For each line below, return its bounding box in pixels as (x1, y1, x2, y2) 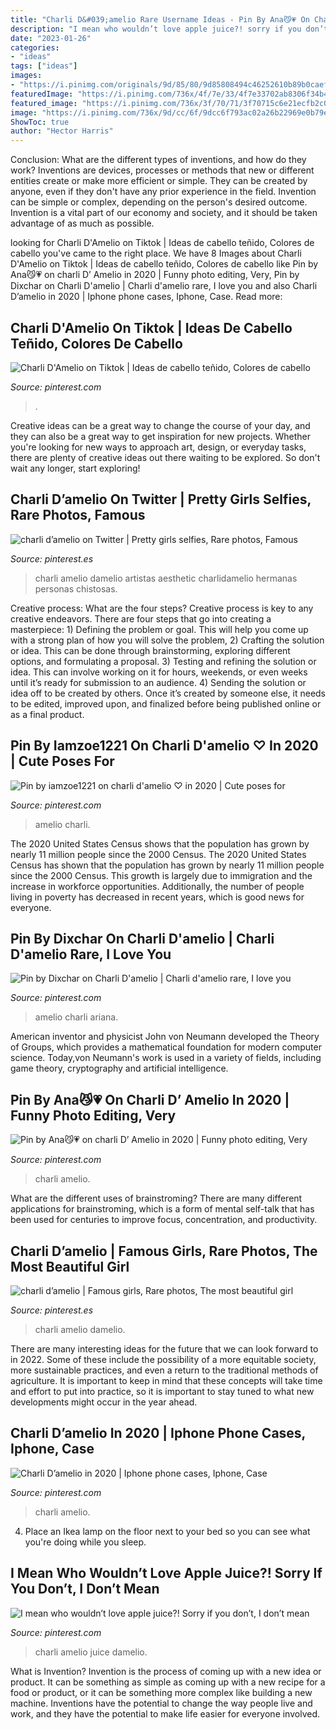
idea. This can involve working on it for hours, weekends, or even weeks (10, 666, 308, 678)
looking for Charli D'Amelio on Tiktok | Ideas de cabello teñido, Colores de (10, 237, 315, 249)
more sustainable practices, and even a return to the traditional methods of (10, 1364, 319, 1376)
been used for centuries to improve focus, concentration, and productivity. (10, 1214, 318, 1226)
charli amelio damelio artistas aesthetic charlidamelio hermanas (34, 572, 298, 584)
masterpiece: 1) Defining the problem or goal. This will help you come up (10, 623, 309, 635)
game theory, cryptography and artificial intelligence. (10, 1062, 229, 1075)
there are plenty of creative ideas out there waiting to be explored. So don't (10, 451, 321, 463)
